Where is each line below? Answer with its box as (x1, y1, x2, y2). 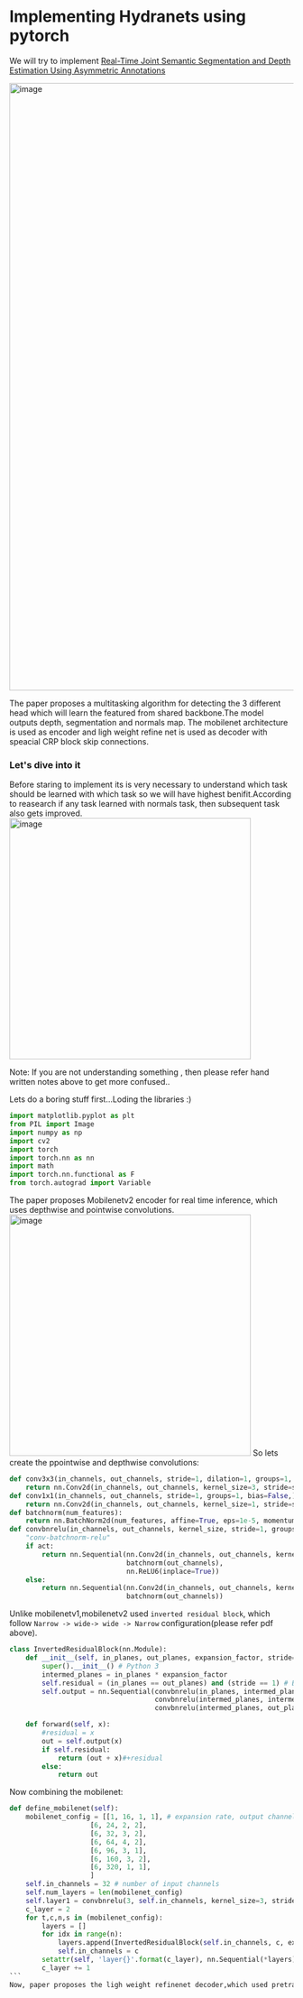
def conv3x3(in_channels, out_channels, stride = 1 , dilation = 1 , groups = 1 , (9, 1475, 293, 1484)
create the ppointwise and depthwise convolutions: (9, 1457, 200, 1468)
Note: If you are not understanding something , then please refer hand (9, 1067, 270, 1078)
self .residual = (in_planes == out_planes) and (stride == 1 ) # (41, 1679, 289, 1688)
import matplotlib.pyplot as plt (9, 1112, 135, 1121)
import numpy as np (9, 1128, 83, 1137)
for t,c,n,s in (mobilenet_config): (25, 1913, 164, 1922)
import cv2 (9, 1136, 50, 1145)
